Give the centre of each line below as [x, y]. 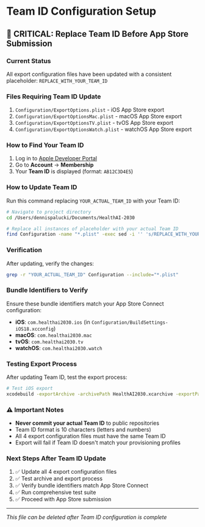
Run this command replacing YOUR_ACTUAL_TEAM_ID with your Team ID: [93, 201]
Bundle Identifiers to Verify [47, 290]
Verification [24, 250]
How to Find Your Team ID [45, 145]
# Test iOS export [30, 389]
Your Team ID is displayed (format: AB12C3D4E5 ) [74, 171]
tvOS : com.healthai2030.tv [49, 342]
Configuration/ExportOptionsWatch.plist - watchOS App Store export [103, 129]
